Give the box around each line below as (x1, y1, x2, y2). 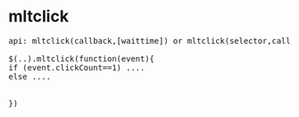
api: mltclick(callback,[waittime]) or (8, 36, 183, 46)
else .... (8, 71, 51, 81)
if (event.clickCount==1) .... (8, 63, 145, 72)
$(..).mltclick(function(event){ (8, 54, 155, 63)
